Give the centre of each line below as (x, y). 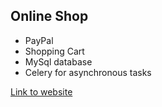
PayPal (39, 40)
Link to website (41, 91)
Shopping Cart (54, 51)
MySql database (58, 61)
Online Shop (49, 16)
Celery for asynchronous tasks (88, 72)
